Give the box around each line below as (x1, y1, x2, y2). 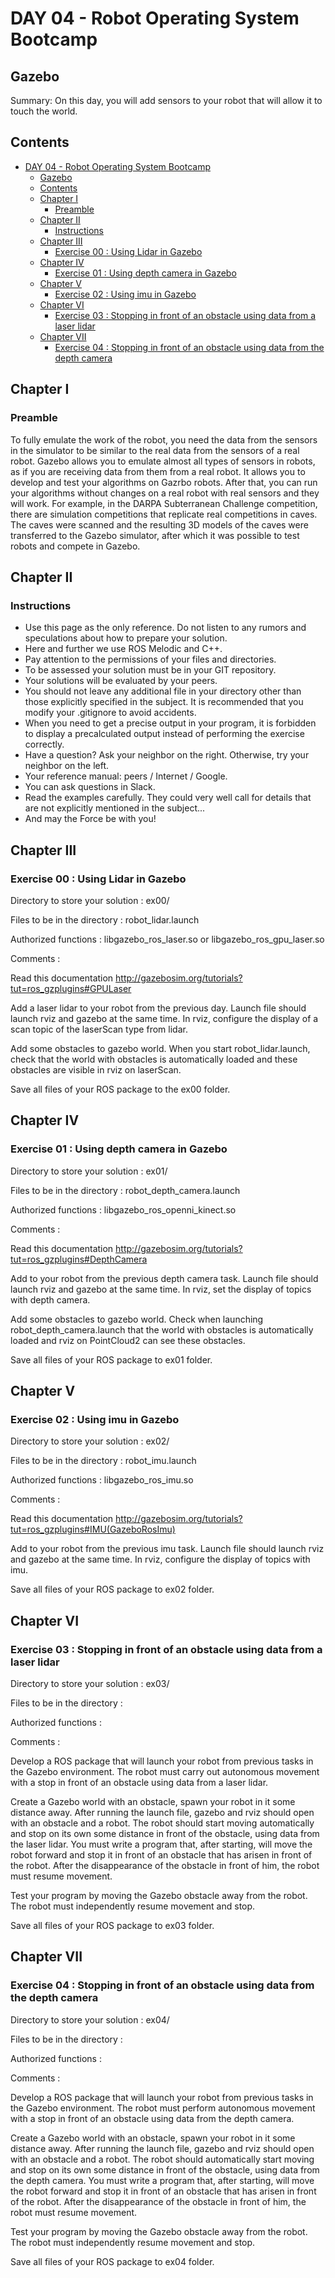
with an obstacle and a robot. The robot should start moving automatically (10, 1817, 315, 1829)
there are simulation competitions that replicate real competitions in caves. (10, 508, 318, 520)
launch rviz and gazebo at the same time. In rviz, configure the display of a (10, 1012, 319, 1024)
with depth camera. (10, 1293, 91, 1306)
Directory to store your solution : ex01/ (10, 1165, 168, 1177)
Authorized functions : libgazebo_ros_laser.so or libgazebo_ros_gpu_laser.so (10, 933, 325, 945)
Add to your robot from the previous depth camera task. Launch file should (10, 1272, 319, 1284)
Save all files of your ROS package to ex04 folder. (10, 2255, 215, 2267)
